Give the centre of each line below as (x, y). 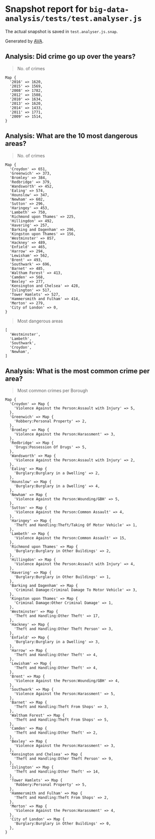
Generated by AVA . (24, 41)
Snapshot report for (46, 9)
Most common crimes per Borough (52, 391)
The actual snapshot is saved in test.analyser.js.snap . (62, 31)
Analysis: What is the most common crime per (77, 371)
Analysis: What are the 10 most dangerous (72, 136)
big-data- (109, 10)
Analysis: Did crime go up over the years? (70, 57)
